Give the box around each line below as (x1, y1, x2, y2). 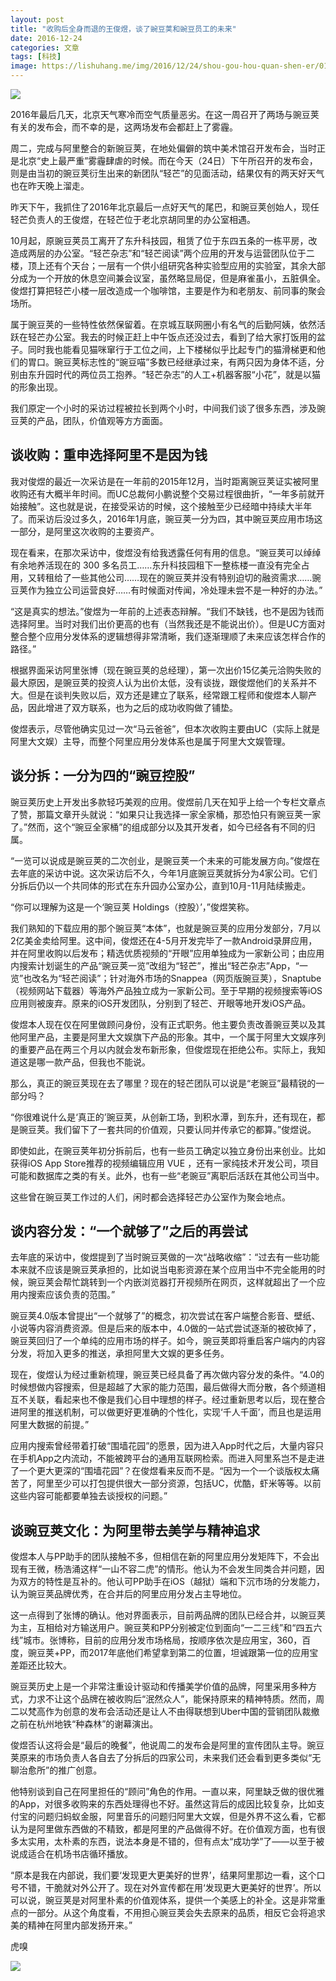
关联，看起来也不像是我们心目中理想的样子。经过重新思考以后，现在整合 (27, 1394, 326, 1406)
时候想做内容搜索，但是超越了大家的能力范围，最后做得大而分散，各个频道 (10, 1381, 317, 1393)
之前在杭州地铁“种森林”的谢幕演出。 (10, 1718, 159, 1730)
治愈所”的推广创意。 (18, 1764, 103, 1776)
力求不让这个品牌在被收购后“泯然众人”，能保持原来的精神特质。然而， (27, 1693, 317, 1705)
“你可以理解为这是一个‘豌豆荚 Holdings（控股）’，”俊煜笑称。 (10, 901, 255, 913)
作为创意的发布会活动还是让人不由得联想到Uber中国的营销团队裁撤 (44, 1706, 320, 1718)
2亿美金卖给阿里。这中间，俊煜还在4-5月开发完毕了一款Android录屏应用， (10, 934, 318, 946)
